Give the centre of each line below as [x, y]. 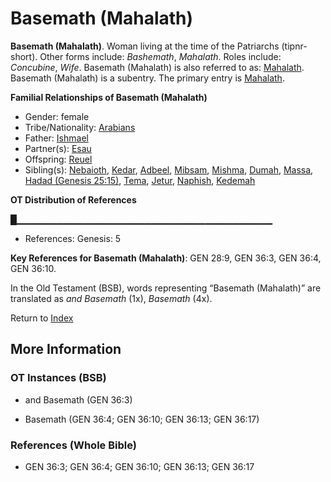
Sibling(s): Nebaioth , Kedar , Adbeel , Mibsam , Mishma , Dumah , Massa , [169, 169]
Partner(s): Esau [58, 148]
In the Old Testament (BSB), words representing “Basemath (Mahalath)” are [166, 288]
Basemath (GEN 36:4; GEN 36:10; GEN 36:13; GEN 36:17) [142, 419]
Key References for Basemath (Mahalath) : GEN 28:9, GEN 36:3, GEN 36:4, [166, 258]
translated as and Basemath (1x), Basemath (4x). [111, 298]
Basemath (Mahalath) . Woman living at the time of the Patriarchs [145, 46]
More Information [66, 349]
